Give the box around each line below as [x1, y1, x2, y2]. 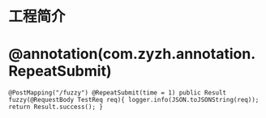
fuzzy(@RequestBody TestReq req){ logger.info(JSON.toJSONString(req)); [8, 96, 260, 104]
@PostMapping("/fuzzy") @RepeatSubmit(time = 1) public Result [8, 89, 227, 97]
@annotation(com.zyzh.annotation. [8, 45, 256, 63]
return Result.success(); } [8, 103, 104, 112]
